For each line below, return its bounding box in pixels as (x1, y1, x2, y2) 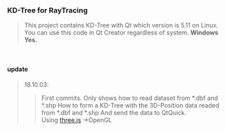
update (7, 65, 28, 73)
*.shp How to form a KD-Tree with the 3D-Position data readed (41, 101, 220, 109)
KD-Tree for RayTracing (7, 6, 88, 15)
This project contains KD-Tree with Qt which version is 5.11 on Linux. (23, 21, 219, 30)
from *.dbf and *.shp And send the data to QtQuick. (41, 108, 187, 117)
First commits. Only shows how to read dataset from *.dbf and (41, 94, 218, 102)
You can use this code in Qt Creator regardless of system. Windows (23, 28, 219, 37)
